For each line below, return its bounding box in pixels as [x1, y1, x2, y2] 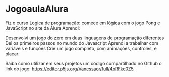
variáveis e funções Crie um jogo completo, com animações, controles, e [5, 45, 157, 51]
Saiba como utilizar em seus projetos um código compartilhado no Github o [5, 60, 162, 66]
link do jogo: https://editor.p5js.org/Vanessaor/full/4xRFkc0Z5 [5, 66, 134, 72]
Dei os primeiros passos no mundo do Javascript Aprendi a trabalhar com [5, 40, 159, 46]
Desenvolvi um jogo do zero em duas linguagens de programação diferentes [5, 35, 164, 41]
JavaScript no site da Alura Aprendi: [5, 25, 80, 31]
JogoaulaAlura [5, 3, 69, 15]
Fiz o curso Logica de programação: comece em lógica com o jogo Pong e [5, 20, 160, 26]
